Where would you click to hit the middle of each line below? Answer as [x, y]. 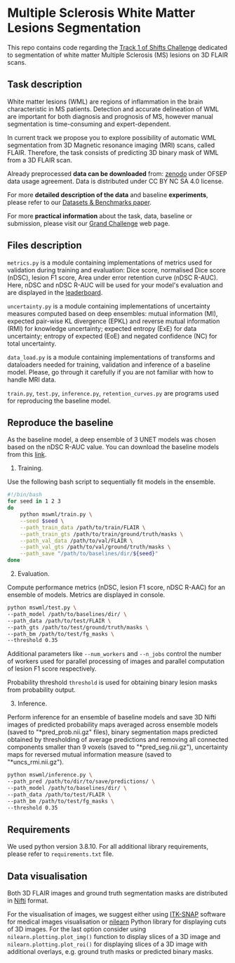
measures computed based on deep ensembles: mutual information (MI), [113, 313]
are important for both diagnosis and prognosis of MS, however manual [110, 116]
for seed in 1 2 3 [34, 501]
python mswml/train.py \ [56, 515]
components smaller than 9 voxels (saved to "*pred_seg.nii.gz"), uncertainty [117, 747]
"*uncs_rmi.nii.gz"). [36, 762]
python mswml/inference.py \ [50, 775]
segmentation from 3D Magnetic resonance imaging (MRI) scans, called [111, 145]
